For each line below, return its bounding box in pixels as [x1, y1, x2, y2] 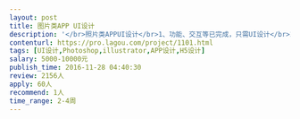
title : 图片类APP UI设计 [9, 21, 96, 30]
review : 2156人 [9, 72, 64, 81]
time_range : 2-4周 [9, 96, 77, 106]
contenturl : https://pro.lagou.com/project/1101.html [9, 38, 214, 47]
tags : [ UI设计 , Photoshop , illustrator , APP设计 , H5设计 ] [9, 47, 205, 55]
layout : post [9, 13, 58, 22]
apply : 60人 [9, 80, 53, 89]
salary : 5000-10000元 [9, 55, 88, 64]
